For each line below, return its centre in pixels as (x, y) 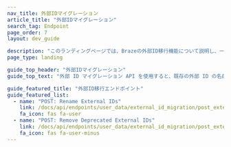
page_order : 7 (27, 32)
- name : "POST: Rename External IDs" (67, 101)
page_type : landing (35, 58)
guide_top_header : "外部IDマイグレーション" (66, 70)
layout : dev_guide (33, 39)
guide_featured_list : (38, 95)
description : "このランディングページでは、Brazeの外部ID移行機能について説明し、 (113, 51)
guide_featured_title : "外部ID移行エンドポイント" (75, 89)
